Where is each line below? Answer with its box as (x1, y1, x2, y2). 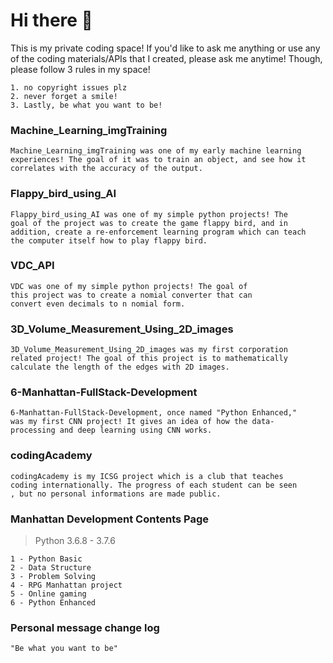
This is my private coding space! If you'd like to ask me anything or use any (10, 42, 321, 54)
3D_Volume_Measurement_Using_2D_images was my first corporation (10, 345, 288, 355)
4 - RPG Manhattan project (10, 580, 123, 591)
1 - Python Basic (10, 554, 83, 564)
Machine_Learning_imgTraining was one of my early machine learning (10, 146, 302, 156)
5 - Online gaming (10, 589, 87, 599)
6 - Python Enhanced (10, 598, 97, 608)
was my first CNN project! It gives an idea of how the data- (10, 417, 275, 427)
